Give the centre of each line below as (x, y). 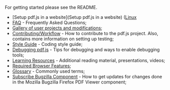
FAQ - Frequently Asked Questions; (49, 23)
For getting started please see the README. (51, 7)
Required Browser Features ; (41, 66)
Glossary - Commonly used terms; (48, 71)
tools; (18, 55)
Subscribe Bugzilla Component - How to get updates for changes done (87, 77)
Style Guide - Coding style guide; (47, 44)
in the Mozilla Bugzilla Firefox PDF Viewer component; (69, 82)
